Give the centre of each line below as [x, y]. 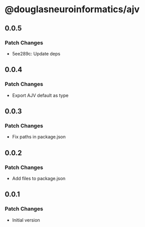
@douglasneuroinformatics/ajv [72, 9]
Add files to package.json [39, 178]
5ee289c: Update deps [36, 53]
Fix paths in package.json [39, 137]
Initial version [26, 220]
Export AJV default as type [40, 95]
